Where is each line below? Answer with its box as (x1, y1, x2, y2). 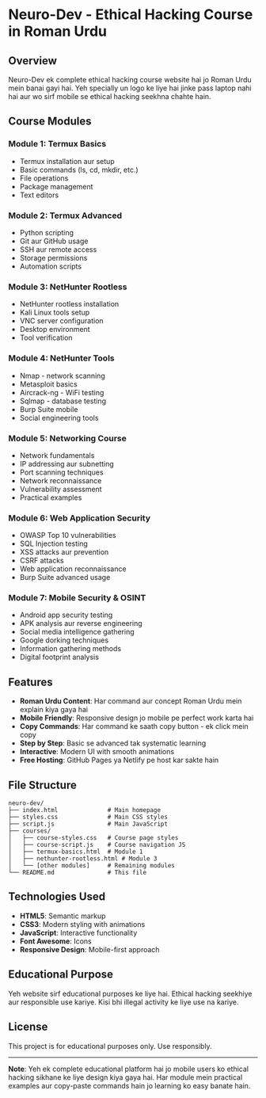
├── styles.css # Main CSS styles (8, 814, 169, 822)
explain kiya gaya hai (19, 705, 89, 715)
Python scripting (19, 227, 74, 237)
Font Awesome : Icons (19, 936, 93, 946)
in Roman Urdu (8, 22, 108, 40)
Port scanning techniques (19, 467, 104, 477)
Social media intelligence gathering (19, 627, 135, 637)
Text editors (19, 190, 59, 200)
